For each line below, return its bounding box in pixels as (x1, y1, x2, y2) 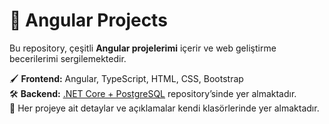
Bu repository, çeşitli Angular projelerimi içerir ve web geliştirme (9, 42, 277, 54)
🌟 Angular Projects (9, 9, 168, 32)
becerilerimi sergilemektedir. (9, 52, 127, 64)
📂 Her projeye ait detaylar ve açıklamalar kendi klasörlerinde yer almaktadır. (9, 102, 320, 114)
